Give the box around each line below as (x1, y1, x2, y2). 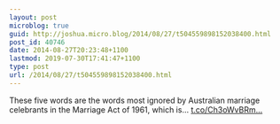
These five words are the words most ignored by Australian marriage (9, 95, 261, 105)
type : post (9, 63, 50, 72)
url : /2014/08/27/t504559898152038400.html (9, 71, 173, 80)
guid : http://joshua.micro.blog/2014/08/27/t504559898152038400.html (9, 29, 272, 38)
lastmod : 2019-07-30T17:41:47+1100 (9, 54, 141, 63)
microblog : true (9, 21, 69, 30)
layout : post (9, 12, 58, 22)
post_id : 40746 (9, 37, 66, 47)
